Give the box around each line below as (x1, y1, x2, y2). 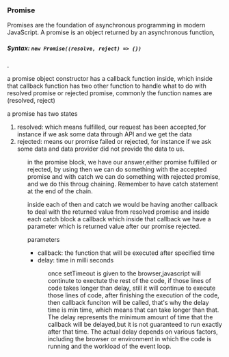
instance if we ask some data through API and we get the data (16, 130, 193, 138)
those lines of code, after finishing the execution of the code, (47, 291, 220, 299)
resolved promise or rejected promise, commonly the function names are (7, 89, 213, 97)
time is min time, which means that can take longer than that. (47, 306, 219, 314)
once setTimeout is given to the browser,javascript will (47, 269, 201, 278)
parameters (27, 236, 60, 244)
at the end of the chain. (27, 187, 94, 195)
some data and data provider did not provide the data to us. (16, 145, 185, 153)
